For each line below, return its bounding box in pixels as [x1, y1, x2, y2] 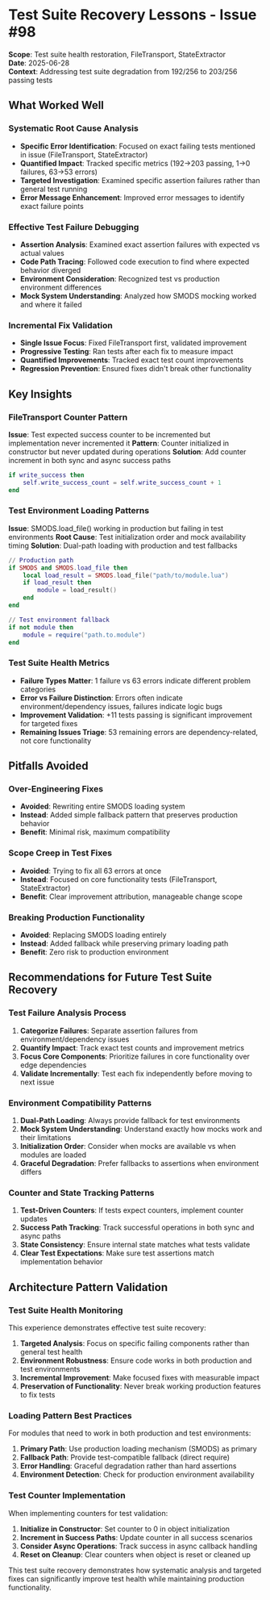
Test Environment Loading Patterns [8, 505, 150, 516]
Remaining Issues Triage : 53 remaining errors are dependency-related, [19, 727, 259, 737]
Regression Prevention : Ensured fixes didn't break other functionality [19, 364, 252, 374]
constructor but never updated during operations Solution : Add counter [8, 446, 247, 457]
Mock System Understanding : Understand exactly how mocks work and [19, 1124, 263, 1134]
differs [19, 1168, 42, 1177]
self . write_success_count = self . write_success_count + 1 [23, 478, 222, 487]
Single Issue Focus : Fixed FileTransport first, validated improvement [19, 338, 247, 348]
